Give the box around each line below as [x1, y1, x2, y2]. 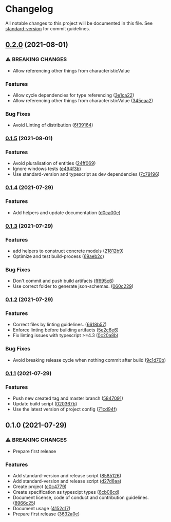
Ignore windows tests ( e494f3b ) [12, 165, 81, 172]
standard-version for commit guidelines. [5, 25, 90, 31]
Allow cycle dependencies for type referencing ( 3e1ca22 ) [12, 92, 135, 98]
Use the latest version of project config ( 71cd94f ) [12, 406, 117, 412]
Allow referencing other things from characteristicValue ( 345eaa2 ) [12, 97, 154, 103]
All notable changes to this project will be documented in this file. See [5, 20, 153, 26]
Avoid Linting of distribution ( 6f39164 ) [12, 122, 93, 128]
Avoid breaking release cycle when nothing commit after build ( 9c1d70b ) [12, 357, 166, 363]
